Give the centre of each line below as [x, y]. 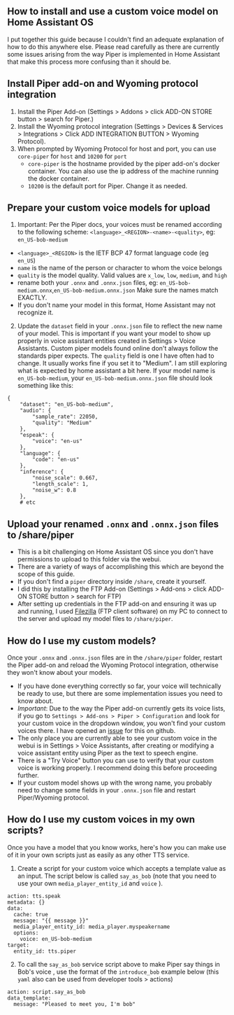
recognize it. [35, 313]
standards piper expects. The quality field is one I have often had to [116, 356]
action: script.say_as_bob [46, 992]
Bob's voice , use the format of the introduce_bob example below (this [118, 972]
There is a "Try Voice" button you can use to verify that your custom [116, 761]
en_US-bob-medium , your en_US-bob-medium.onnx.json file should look [115, 378]
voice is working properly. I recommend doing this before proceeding [117, 768]
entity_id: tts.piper [45, 951]
